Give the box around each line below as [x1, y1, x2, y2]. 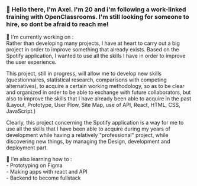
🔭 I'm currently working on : [6, 34, 74, 41]
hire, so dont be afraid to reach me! [6, 20, 109, 28]
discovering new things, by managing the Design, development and [6, 138, 170, 145]
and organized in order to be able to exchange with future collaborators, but [6, 89, 191, 96]
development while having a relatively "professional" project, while [6, 132, 169, 139]
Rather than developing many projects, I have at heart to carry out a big [6, 40, 180, 47]
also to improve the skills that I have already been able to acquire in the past [6, 95, 191, 102]
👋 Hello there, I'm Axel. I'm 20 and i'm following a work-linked [6, 5, 186, 14]
